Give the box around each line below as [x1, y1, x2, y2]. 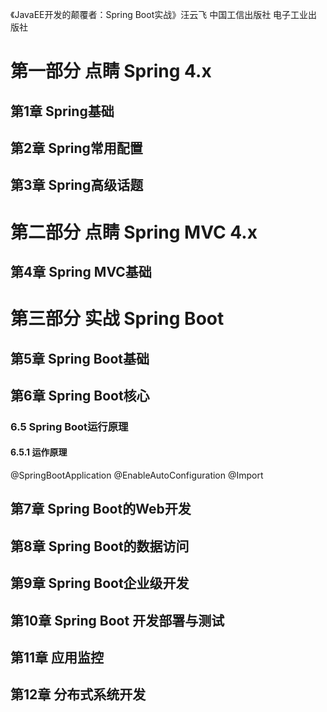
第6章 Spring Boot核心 [10, 387, 150, 404]
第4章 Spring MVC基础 [10, 263, 152, 280]
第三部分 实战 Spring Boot [10, 308, 225, 330]
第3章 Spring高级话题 [10, 177, 144, 194]
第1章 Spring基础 [10, 103, 115, 120]
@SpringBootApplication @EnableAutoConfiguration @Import [10, 469, 264, 482]
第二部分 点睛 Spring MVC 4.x [10, 221, 258, 243]
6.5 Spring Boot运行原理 [10, 419, 129, 433]
